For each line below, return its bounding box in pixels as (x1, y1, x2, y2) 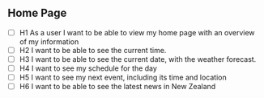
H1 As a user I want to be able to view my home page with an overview (19, 27, 256, 37)
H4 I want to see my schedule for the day (19, 63, 157, 73)
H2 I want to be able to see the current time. (19, 45, 167, 55)
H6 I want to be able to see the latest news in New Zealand (19, 82, 216, 92)
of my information (19, 36, 79, 47)
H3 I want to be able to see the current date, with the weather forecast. (19, 54, 257, 63)
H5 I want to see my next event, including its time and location (19, 72, 228, 83)
